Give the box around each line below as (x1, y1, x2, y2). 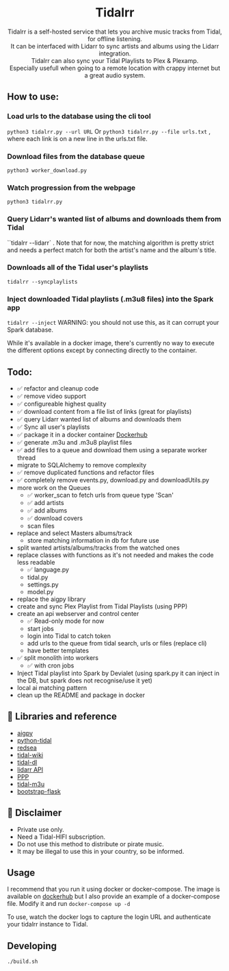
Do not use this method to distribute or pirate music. (16, 839, 164, 848)
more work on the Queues (16, 483, 91, 491)
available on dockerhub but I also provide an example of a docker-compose (7, 892, 220, 900)
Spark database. (7, 325, 53, 334)
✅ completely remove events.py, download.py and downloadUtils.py (16, 476, 210, 484)
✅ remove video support (16, 392, 87, 400)
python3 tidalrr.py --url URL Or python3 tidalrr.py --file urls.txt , (7, 127, 211, 135)
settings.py (27, 580, 59, 589)
